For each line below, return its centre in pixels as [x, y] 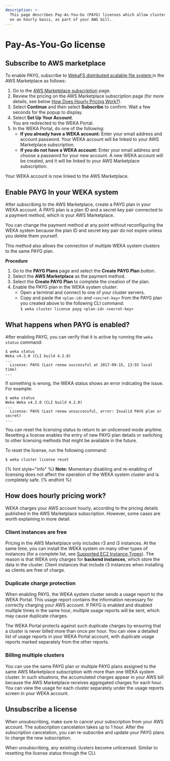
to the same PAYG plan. [30, 251]
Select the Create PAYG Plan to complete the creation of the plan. [81, 282]
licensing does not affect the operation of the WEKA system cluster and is [82, 474]
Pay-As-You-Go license [55, 44]
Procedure [16, 261]
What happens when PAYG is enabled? [68, 325]
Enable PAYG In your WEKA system [62, 192]
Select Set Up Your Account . [43, 118]
